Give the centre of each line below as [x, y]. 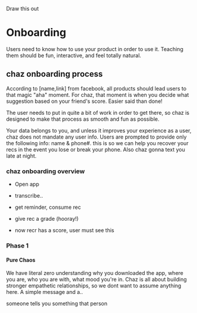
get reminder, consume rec [48, 207]
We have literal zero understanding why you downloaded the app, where [95, 273]
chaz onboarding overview [45, 171]
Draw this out [23, 9]
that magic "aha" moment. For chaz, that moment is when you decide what [98, 95]
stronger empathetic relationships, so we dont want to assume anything [94, 286]
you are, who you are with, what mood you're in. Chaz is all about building [96, 280]
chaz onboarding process [54, 74]
